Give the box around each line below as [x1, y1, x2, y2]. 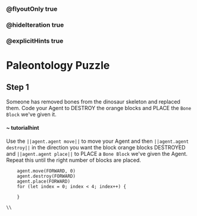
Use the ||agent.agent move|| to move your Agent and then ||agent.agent [6, 137, 189, 145]
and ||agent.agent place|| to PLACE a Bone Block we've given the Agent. [6, 150, 187, 157]
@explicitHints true [6, 36, 64, 45]
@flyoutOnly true [6, 5, 58, 13]
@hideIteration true [6, 20, 64, 29]
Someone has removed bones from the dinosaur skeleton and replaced [6, 98, 180, 105]
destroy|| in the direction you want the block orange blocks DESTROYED [6, 143, 186, 151]
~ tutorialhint [6, 124, 40, 132]
